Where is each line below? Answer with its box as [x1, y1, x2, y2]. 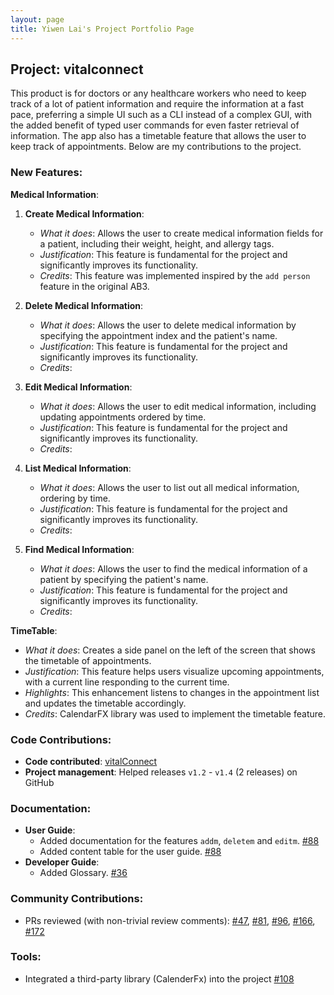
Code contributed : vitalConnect [24, 755, 158, 767]
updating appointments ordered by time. [39, 411, 207, 423]
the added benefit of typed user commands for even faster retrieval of [10, 119, 300, 131]
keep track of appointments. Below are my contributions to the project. [10, 141, 302, 153]
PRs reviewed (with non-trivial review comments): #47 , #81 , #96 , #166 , [24, 914, 316, 926]
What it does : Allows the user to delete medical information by [39, 319, 297, 331]
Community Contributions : [10, 892, 144, 906]
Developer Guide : [24, 856, 100, 868]
